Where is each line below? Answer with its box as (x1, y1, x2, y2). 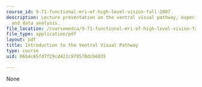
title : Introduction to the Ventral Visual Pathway (6, 43, 138, 49)
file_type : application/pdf (6, 31, 77, 37)
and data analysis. (11, 20, 61, 26)
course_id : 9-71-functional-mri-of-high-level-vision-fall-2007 (6, 8, 171, 15)
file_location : (6, 25, 44, 32)
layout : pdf (6, 37, 36, 43)
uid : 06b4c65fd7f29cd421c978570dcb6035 (6, 53, 106, 59)
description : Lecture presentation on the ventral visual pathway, (6, 14, 179, 20)
